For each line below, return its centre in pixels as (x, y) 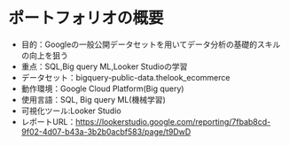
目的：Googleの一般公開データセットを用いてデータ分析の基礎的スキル (151, 44)
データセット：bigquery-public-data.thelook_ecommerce (125, 77)
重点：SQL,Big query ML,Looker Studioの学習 (104, 66)
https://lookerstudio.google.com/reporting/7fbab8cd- (173, 121)
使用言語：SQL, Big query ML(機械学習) (93, 99)
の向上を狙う (44, 55)
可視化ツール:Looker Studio (71, 111)
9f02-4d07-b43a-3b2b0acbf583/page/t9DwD (106, 131)
